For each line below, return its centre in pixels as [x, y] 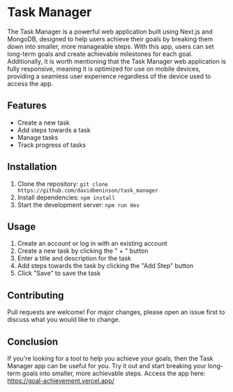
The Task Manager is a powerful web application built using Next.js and [110, 31]
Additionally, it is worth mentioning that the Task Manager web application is [117, 61]
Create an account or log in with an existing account [92, 244]
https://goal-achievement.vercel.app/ [61, 381]
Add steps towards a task [54, 129]
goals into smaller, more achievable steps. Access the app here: [114, 373]
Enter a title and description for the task [74, 258]
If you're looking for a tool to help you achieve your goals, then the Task [111, 358]
